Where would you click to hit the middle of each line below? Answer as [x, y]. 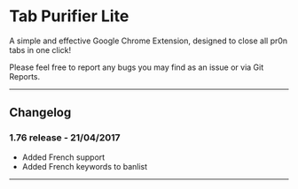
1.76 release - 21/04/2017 [65, 138]
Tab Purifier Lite [69, 16]
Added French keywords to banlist [85, 166]
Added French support [63, 157]
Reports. [25, 76]
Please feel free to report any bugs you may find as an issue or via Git [137, 67]
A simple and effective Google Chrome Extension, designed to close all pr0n [149, 41]
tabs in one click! [40, 49]
